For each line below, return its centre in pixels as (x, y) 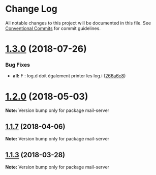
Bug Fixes (18, 65)
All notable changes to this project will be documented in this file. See (78, 23)
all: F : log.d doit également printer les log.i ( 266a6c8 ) (69, 76)
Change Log (31, 9)
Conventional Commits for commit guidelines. (53, 28)
